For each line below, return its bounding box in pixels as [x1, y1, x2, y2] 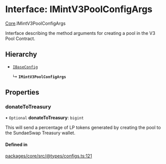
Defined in [5, 142, 28, 148]
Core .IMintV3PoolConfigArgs [5, 20, 66, 26]
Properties [5, 88, 39, 97]
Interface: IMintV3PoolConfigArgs [5, 4, 153, 15]
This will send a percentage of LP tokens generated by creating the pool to [5, 125, 161, 131]
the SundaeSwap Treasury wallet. [5, 130, 76, 136]
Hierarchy [5, 50, 37, 59]
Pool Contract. [5, 35, 35, 42]
